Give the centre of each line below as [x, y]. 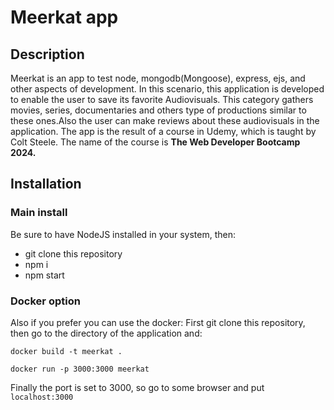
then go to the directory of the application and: [106, 333]
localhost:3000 [42, 397]
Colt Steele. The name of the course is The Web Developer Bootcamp [155, 142]
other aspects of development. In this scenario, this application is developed [167, 89]
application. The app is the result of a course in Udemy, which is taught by [163, 131]
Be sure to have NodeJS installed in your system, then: [123, 234]
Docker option [45, 301]
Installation [46, 184]
